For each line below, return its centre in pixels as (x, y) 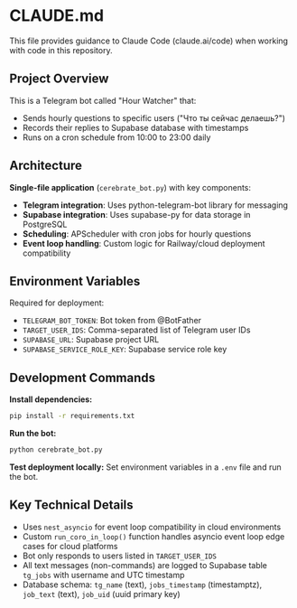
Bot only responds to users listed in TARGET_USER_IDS (120, 556)
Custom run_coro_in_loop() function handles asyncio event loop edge (153, 536)
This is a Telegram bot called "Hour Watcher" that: (103, 100)
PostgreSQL (45, 224)
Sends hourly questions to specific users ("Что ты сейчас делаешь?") (154, 117)
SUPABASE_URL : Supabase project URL (91, 340)
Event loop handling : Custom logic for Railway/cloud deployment (144, 243)
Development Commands (83, 377)
